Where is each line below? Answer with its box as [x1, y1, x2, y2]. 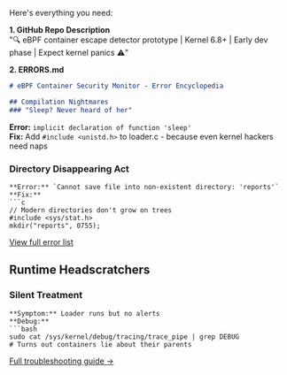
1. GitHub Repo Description [9, 25, 111, 34]
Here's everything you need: [9, 8, 113, 18]
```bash [9, 325, 38, 333]
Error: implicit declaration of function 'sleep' [9, 121, 192, 132]
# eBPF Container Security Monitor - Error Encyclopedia [9, 81, 224, 90]
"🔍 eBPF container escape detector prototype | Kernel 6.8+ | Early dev [9, 34, 268, 45]
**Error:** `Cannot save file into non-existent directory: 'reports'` [9, 182, 279, 191]
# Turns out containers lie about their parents [9, 340, 192, 348]
